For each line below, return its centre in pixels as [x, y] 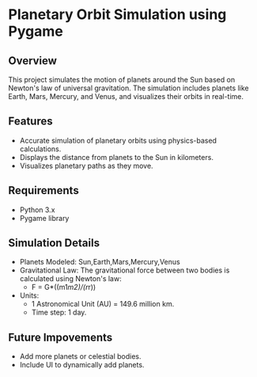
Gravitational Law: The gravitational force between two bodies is [125, 270]
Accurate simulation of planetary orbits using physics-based [118, 140]
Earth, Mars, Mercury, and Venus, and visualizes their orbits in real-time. [126, 96]
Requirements [43, 190]
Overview [33, 61]
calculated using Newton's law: [70, 279]
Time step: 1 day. [59, 312]
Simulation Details [54, 243]
